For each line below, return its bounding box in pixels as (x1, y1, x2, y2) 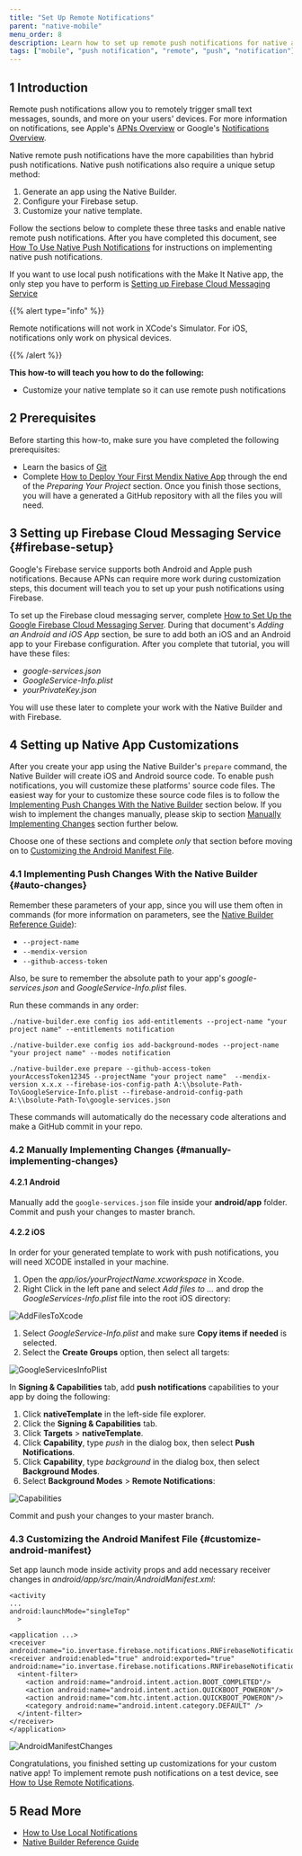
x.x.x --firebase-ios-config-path (41, 1079, 171, 1088)
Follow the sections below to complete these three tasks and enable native (9, 222, 286, 234)
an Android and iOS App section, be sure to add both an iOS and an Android (9, 628, 291, 639)
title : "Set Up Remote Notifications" (9, 13, 155, 22)
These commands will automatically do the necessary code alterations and (9, 1111, 287, 1122)
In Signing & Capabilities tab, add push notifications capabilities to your (9, 1381, 280, 1392)
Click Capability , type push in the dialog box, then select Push (22, 1437, 255, 1448)
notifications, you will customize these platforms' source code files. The (9, 780, 276, 791)
